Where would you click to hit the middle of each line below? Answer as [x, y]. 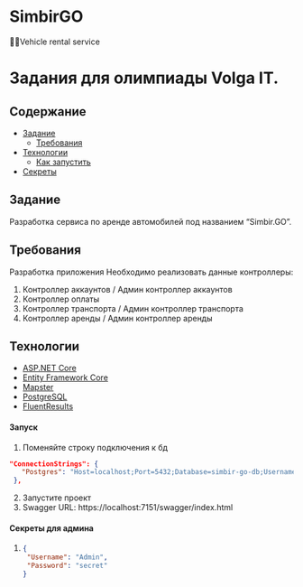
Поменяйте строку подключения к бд [95, 447]
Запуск [24, 427]
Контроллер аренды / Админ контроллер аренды [118, 318]
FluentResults [48, 406]
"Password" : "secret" [67, 566]
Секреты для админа [52, 528]
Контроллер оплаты [61, 299]
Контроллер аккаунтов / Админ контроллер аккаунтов [127, 289]
